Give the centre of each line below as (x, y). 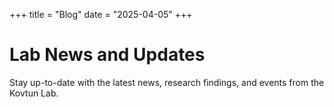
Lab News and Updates (107, 55)
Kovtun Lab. (34, 93)
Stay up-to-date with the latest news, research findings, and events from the (167, 82)
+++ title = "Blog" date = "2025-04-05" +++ (101, 14)
